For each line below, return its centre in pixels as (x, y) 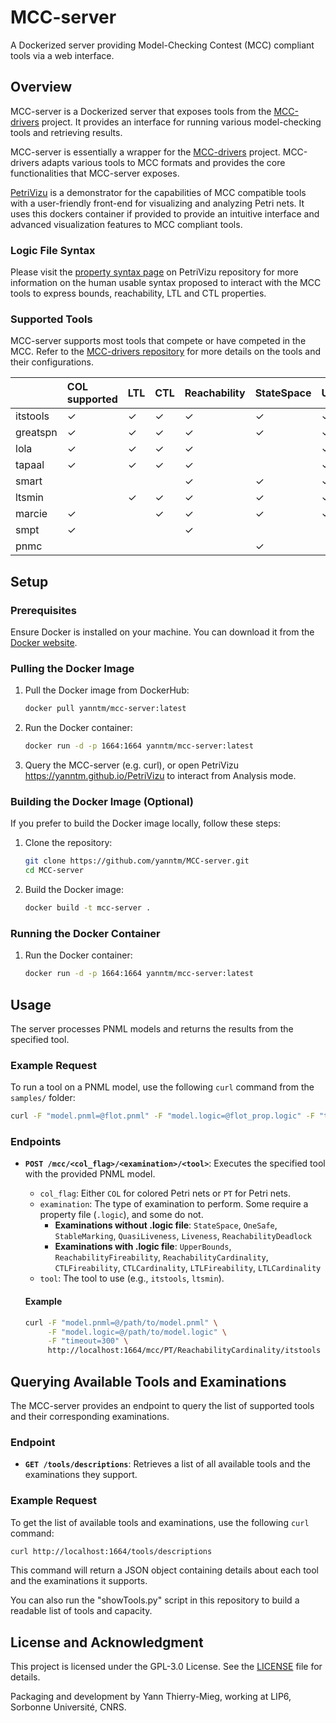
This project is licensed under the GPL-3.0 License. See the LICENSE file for (166, 1667)
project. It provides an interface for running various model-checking (181, 122)
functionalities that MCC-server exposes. (95, 173)
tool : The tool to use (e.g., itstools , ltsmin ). (132, 1278)
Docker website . (44, 643)
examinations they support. (81, 1475)
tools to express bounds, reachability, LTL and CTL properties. (138, 293)
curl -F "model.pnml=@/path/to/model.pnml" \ (121, 1322)
